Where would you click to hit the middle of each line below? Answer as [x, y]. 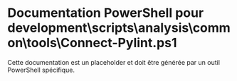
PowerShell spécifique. [41, 70]
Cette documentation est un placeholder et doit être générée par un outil [114, 62]
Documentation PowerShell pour [106, 13]
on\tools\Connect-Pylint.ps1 [92, 43]
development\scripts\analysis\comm [119, 28]
